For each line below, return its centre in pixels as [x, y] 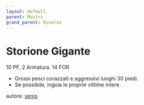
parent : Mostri [25, 17]
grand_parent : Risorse [34, 22]
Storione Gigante [48, 51]
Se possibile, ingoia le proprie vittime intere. [68, 85]
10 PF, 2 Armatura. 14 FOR [38, 67]
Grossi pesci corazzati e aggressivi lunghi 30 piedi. [76, 79]
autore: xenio [22, 96]
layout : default [26, 11]
